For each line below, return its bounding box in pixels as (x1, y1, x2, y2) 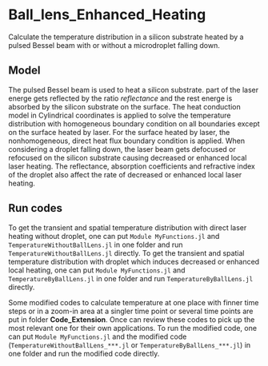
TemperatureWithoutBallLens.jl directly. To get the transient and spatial (8, 248, 246, 257)
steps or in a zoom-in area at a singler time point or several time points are (8, 306, 254, 316)
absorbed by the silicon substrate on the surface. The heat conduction (8, 101, 242, 111)
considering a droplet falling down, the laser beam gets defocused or (8, 144, 236, 153)
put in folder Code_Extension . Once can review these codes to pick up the (8, 314, 255, 324)
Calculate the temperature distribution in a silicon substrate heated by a (8, 32, 244, 42)
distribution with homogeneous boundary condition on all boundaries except (8, 118, 260, 129)
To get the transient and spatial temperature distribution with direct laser (8, 222, 247, 233)
